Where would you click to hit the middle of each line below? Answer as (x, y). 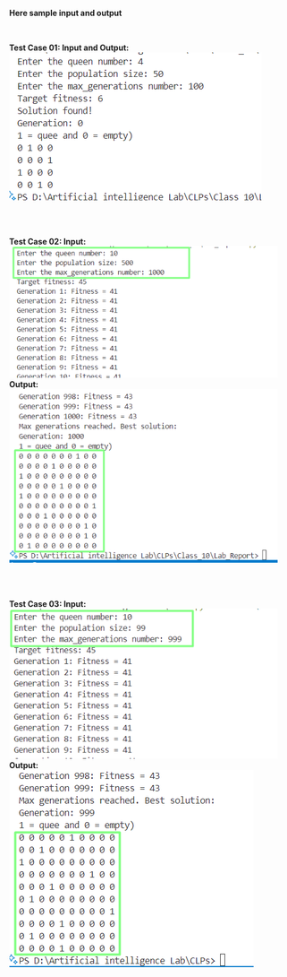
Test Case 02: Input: (47, 242)
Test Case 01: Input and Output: (69, 48)
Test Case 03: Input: (47, 603)
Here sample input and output (65, 13)
